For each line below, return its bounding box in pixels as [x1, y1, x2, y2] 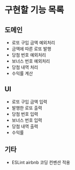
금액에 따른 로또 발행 [11, 46, 51, 52]
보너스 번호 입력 [11, 117, 42, 123]
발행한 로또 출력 [11, 104, 42, 111]
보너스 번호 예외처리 [11, 58, 50, 64]
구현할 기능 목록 [4, 4, 64, 16]
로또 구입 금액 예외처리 [11, 40, 55, 45]
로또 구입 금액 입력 [11, 99, 48, 104]
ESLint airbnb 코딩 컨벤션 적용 [11, 159, 71, 165]
